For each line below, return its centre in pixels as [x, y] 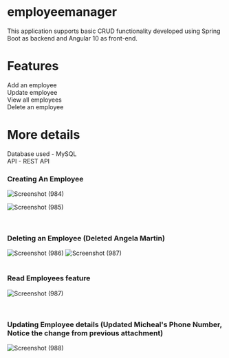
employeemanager [62, 12]
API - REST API [29, 161]
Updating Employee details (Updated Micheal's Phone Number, [115, 324]
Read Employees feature [49, 278]
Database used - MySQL [42, 154]
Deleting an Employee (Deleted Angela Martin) [86, 238]
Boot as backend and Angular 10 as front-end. [72, 38]
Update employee [32, 92]
